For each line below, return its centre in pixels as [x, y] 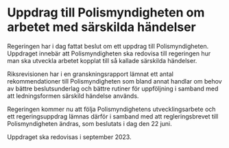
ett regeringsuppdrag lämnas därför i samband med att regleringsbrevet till [113, 116]
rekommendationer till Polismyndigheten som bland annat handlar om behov [114, 81]
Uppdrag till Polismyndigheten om [106, 13]
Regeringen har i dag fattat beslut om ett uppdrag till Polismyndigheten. [108, 46]
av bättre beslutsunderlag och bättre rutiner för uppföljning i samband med [113, 88]
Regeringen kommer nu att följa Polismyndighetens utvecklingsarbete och [111, 109]
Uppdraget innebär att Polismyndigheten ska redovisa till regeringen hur [109, 53]
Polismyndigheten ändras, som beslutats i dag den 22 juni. [90, 123]
